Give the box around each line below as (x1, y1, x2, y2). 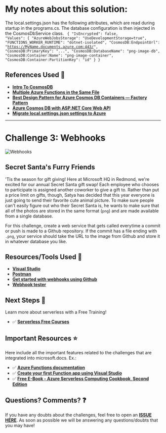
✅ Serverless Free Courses (12, 319, 70, 325)
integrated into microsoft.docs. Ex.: (5, 355, 77, 361)
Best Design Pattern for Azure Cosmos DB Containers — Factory (12, 94, 147, 100)
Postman (12, 271, 31, 277)
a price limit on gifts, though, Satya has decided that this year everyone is (5, 192, 155, 198)
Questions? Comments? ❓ (5, 396, 86, 405)
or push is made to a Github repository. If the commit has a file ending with (5, 228, 157, 234)
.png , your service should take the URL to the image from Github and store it (5, 233, 161, 239)
